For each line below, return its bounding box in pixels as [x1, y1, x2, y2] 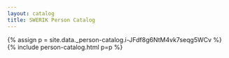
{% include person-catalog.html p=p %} [7, 43, 123, 51]
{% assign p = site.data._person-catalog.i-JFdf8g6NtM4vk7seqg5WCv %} [7, 35, 222, 43]
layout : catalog [7, 10, 55, 17]
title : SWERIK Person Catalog [7, 17, 96, 23]
